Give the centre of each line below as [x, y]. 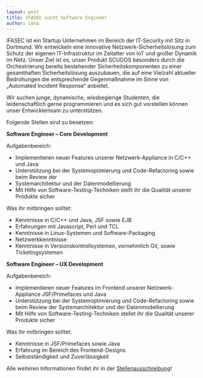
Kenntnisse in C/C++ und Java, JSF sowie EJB [73, 220]
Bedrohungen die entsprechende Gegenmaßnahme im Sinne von [88, 79]
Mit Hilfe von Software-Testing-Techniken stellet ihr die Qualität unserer [105, 313]
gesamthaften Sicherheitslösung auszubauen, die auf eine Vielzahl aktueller [101, 73]
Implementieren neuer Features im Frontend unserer [80, 288]
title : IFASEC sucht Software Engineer [57, 18]
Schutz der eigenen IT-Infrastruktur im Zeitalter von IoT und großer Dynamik [102, 54]
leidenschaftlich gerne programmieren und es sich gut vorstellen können [97, 104]
